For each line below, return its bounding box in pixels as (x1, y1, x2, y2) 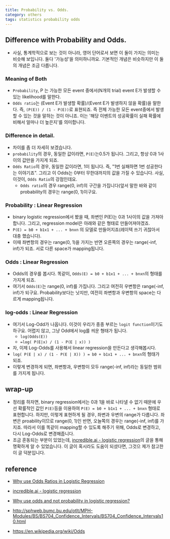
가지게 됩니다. (18, 370, 46, 376)
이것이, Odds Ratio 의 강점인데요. (12, 176, 77, 182)
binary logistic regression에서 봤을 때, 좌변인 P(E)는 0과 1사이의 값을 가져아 (12, 214, 163, 220)
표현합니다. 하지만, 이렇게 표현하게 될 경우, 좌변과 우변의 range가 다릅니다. (12, 412, 160, 418)
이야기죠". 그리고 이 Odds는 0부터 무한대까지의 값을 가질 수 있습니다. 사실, (18, 169, 164, 175)
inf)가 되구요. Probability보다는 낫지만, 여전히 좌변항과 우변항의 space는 (12, 290, 156, 296)
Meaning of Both (5, 76, 47, 83)
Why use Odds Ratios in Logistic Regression (12, 478, 105, 484)
